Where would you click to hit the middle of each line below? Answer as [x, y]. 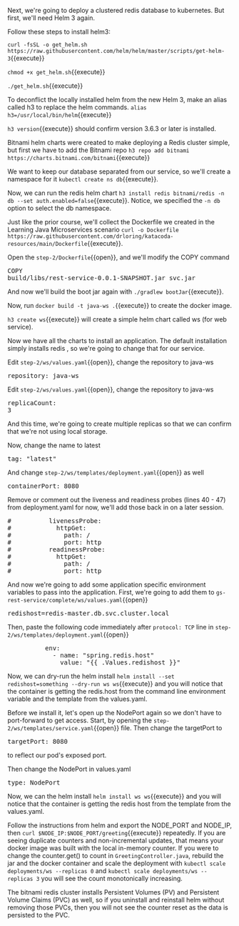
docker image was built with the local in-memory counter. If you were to [113, 848]
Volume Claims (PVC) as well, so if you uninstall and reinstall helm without [116, 900]
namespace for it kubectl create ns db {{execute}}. [83, 179]
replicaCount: [32, 403]
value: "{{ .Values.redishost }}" [120, 663]
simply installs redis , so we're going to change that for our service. [106, 348]
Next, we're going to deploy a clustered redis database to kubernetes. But [116, 10]
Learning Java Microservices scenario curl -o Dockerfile [93, 229]
